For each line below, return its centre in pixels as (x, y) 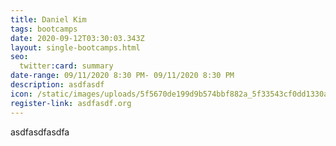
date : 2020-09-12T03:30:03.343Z (77, 38)
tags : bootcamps (44, 29)
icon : (21, 94)
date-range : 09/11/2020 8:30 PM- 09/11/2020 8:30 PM (122, 76)
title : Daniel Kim (48, 19)
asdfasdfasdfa (40, 132)
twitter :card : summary (66, 66)
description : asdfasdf (57, 85)
